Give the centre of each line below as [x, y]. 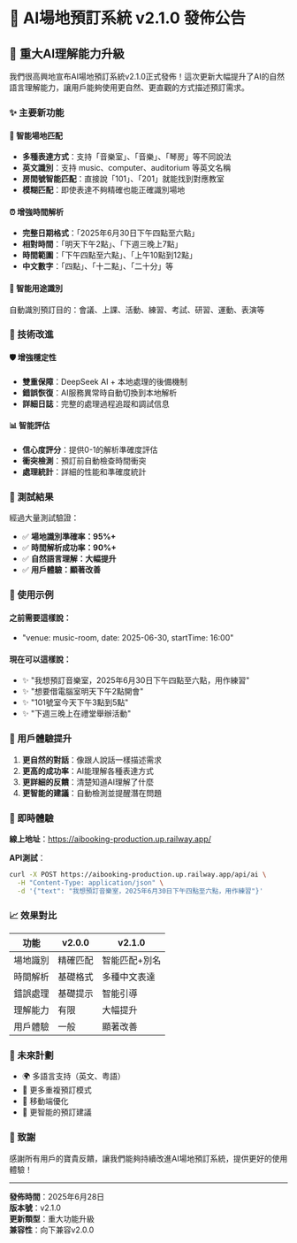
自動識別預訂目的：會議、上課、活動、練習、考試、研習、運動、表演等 [137, 310]
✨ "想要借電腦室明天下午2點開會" [83, 692]
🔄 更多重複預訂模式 [57, 1090]
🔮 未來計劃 [32, 1055]
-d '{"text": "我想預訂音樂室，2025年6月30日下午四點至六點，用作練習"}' [140, 891]
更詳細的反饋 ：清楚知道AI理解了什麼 [88, 782]
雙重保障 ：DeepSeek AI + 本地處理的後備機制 [105, 381]
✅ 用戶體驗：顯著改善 [61, 570]
